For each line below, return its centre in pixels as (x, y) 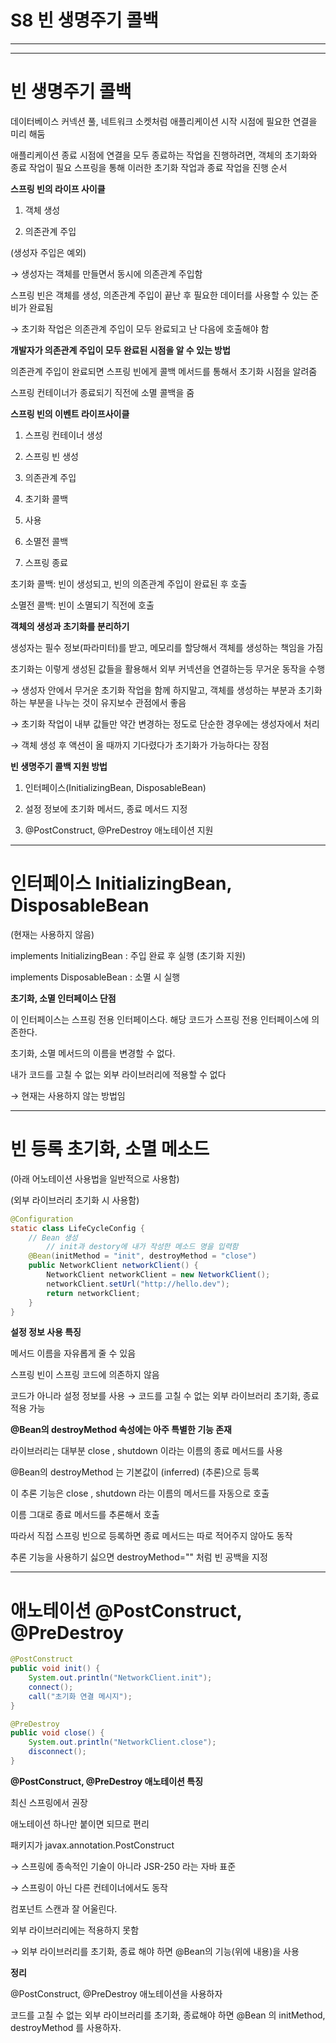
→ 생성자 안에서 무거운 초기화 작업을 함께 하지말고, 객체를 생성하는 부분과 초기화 (166, 690)
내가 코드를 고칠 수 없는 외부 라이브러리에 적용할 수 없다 (118, 1074)
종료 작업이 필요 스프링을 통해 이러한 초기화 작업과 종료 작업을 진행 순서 (149, 167)
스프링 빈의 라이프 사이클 (58, 188)
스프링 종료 (46, 562)
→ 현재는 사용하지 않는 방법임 (68, 1095)
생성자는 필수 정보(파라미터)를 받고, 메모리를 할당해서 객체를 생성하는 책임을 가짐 (167, 647)
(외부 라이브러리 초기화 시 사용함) (75, 1200)
